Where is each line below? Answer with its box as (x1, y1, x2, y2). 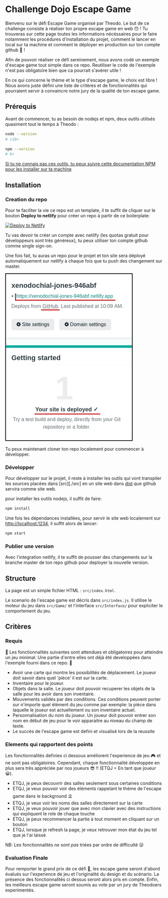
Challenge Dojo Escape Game (5, 4, 131, 15)
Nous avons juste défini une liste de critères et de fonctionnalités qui (5, 82, 147, 89)
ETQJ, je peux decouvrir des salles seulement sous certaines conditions (12, 780, 162, 786)
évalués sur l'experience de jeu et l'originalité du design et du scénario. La (5, 871, 159, 877)
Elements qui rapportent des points (5, 741, 93, 748)
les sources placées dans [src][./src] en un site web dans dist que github (5, 480, 156, 486)
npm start (5, 531, 26, 536)
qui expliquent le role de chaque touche (12, 811, 95, 817)
